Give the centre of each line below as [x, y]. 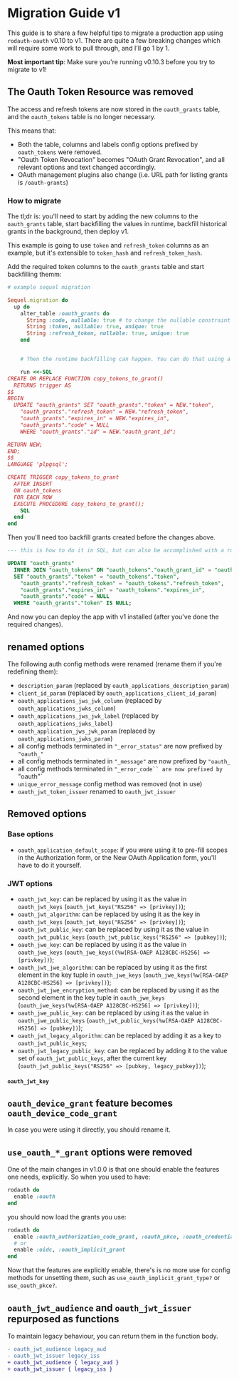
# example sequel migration [49, 288]
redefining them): [33, 671]
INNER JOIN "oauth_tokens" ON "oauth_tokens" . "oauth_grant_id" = [113, 570]
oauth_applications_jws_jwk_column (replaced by [90, 700]
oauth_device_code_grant [63, 1113]
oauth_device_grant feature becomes [90, 1103]
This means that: [32, 131]
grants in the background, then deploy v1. [68, 232]
